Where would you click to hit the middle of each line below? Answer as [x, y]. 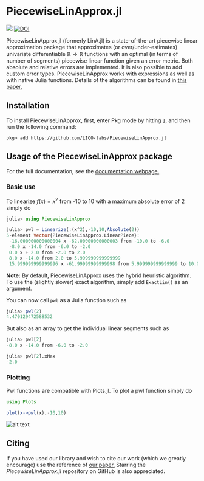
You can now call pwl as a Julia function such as [66, 300]
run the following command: [42, 126]
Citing [18, 444]
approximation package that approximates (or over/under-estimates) [92, 47]
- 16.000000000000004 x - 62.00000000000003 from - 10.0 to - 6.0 [89, 241]
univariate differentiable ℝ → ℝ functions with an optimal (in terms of [92, 54]
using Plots [21, 402]
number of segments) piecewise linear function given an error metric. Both [100, 61]
